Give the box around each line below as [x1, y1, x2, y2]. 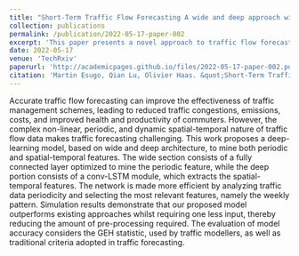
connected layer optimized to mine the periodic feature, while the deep [9, 161, 270, 172]
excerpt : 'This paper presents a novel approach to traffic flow [9, 37, 256, 47]
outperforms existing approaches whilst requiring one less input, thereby [9, 208, 276, 219]
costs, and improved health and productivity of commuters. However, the [9, 114, 278, 124]
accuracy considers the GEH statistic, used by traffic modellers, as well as [9, 228, 281, 238]
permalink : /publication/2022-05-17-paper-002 [9, 29, 185, 38]
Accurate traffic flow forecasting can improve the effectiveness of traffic [9, 95, 275, 106]
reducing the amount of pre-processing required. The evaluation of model [9, 218, 280, 228]
